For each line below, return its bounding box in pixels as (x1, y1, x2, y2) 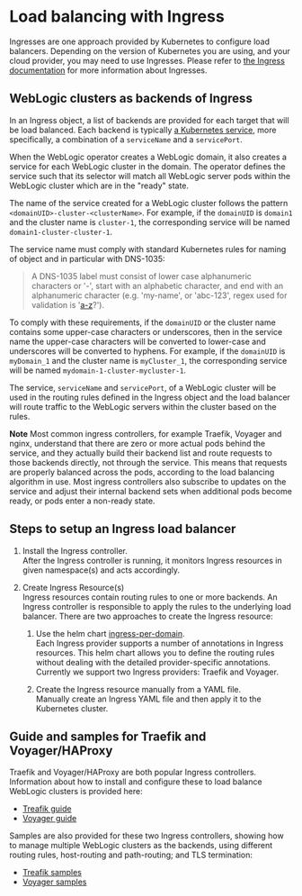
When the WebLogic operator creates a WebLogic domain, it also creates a (9, 151, 288, 162)
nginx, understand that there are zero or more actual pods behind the (9, 438, 266, 448)
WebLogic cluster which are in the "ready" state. (9, 180, 190, 191)
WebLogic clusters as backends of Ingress (9, 91, 253, 106)
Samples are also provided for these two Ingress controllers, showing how (9, 830, 285, 841)
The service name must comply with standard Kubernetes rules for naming (9, 243, 287, 254)
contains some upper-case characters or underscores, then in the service (9, 326, 283, 337)
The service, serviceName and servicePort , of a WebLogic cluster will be (9, 382, 277, 393)
